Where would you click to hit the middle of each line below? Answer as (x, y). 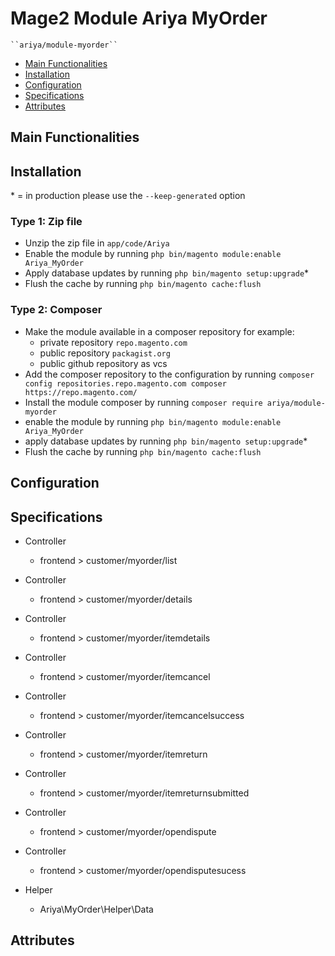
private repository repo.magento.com (113, 342)
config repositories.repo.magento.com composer (125, 383)
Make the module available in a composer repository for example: (159, 331)
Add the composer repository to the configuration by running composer (169, 374)
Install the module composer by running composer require (143, 402)
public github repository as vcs (103, 363)
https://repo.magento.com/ (81, 392)
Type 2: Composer (56, 310)
